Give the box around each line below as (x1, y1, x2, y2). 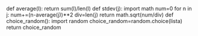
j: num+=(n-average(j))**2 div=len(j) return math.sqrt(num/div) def (6, 11, 174, 18)
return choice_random (6, 24, 61, 31)
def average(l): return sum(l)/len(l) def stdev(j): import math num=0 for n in (6, 5, 193, 12)
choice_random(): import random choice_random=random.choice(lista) (6, 18, 182, 24)
